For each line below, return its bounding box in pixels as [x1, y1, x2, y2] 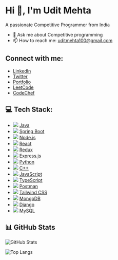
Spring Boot [19, 128, 45, 134]
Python [19, 159, 35, 165]
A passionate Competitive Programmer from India [5, 22, 110, 28]
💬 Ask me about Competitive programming [12, 31, 103, 38]
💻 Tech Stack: [5, 105, 53, 114]
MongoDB [19, 195, 41, 201]
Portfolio [12, 79, 31, 85]
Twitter [12, 73, 28, 79]
